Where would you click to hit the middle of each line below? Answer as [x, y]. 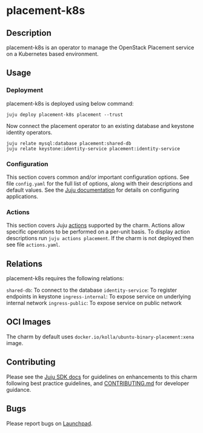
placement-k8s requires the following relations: [65, 278]
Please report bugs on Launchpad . [49, 423]
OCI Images [29, 322]
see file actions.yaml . [33, 245]
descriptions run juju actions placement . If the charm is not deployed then [100, 238]
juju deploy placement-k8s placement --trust [65, 115]
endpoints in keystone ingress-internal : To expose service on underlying [98, 297]
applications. [22, 196]
